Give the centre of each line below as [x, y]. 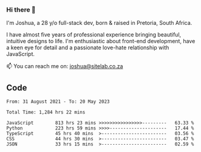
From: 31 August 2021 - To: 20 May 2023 [58, 102]
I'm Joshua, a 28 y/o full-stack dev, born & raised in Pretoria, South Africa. [99, 23]
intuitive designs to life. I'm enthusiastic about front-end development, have [101, 41]
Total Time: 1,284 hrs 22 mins [46, 112]
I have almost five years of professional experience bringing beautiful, [94, 35]
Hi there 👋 [21, 10]
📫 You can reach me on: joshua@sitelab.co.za [65, 66]
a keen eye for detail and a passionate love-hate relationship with [88, 47]
